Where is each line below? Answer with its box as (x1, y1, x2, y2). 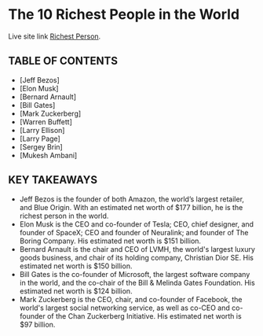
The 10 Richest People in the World (8, 6, 240, 24)
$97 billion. (19, 319, 56, 329)
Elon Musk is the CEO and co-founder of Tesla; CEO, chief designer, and (19, 219, 254, 229)
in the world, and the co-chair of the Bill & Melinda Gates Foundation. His (19, 278, 255, 287)
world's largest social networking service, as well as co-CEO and (19, 303, 230, 312)
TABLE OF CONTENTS (8, 54, 118, 68)
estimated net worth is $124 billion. (19, 286, 133, 296)
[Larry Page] (19, 134, 60, 143)
